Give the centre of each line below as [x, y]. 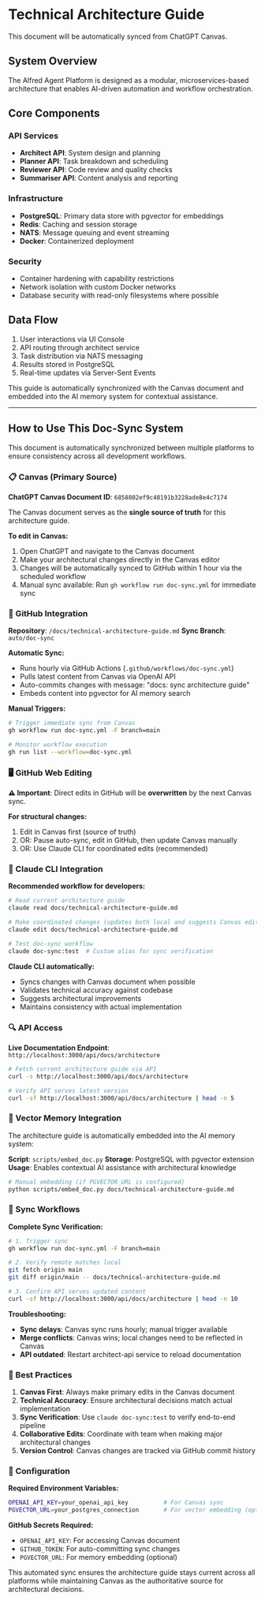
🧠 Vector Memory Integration [65, 1118]
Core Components [54, 113]
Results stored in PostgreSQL [67, 364]
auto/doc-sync [32, 638]
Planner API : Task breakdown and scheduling [94, 161]
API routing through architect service [80, 347]
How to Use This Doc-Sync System [96, 429]
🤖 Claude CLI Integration [56, 869]
